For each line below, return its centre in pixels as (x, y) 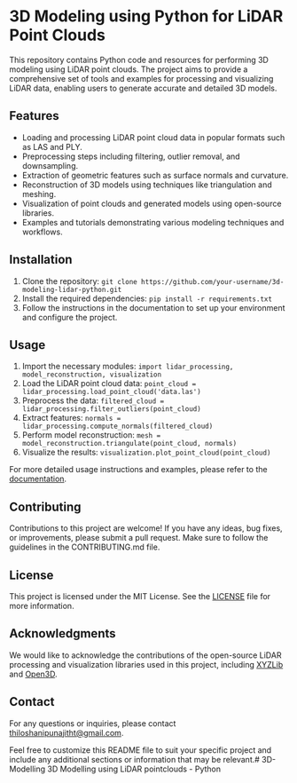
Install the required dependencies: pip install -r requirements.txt (147, 298)
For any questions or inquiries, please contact (93, 723)
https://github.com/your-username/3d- (212, 281)
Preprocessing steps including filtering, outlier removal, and (131, 156)
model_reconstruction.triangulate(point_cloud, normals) (129, 444)
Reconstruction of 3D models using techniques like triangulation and (147, 185)
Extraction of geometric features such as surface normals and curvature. (155, 175)
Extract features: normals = (71, 418)
